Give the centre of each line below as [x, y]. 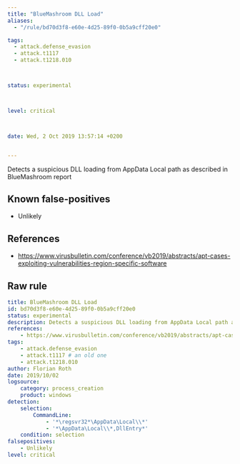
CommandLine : [52, 415]
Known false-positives [59, 199]
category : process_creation [62, 389]
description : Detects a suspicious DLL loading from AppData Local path [118, 322]
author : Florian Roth [40, 368]
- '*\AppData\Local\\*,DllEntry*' [97, 428]
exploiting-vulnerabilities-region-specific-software [92, 263]
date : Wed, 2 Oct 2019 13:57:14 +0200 [65, 136]
